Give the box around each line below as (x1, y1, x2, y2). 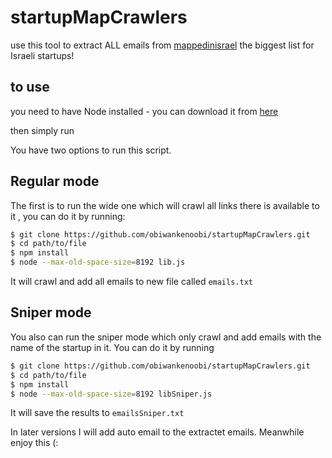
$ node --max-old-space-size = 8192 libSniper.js (10, 389, 213, 399)
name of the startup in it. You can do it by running (10, 341, 215, 353)
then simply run (10, 124, 75, 136)
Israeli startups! (10, 49, 75, 61)
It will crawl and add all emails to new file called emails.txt (10, 276, 253, 288)
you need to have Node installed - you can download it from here (10, 105, 279, 117)
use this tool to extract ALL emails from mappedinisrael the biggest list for (10, 39, 315, 51)
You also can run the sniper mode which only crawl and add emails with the (10, 331, 322, 343)
